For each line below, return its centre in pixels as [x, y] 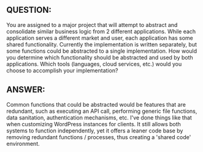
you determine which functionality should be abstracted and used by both [100, 57]
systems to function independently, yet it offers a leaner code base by [95, 131]
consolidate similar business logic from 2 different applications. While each [101, 31]
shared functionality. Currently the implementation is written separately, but [102, 44]
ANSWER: [26, 90]
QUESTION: [29, 10]
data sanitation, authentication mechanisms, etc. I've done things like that [99, 117]
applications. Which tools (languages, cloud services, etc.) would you [94, 64]
